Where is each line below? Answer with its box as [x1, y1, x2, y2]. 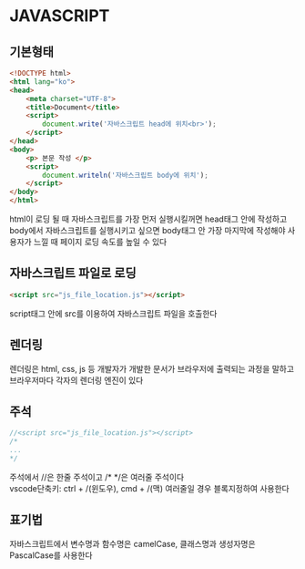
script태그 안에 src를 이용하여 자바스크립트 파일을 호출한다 [9, 307, 218, 319]
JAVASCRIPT [9, 5, 110, 26]
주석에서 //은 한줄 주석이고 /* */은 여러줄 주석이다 [9, 471, 185, 482]
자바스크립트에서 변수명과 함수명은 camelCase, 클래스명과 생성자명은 [9, 538, 257, 549]
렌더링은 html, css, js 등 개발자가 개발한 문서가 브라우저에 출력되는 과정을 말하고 [9, 363, 294, 374]
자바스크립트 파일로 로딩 [9, 265, 137, 281]
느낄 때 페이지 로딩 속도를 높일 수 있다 [33, 236, 168, 247]
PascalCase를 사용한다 [9, 549, 93, 561]
